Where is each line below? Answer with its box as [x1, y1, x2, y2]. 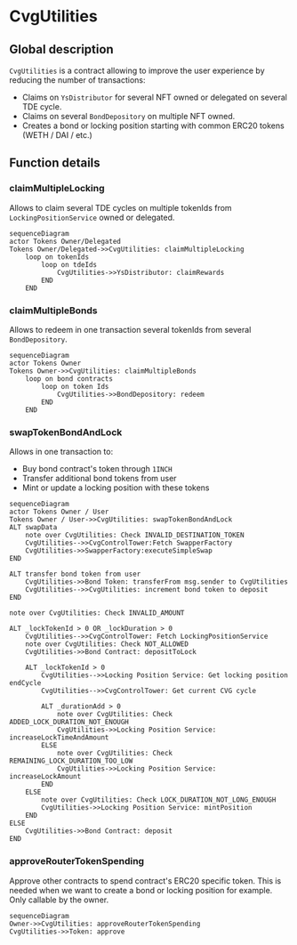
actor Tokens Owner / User [9, 507, 109, 517]
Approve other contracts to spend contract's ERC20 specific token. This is [9, 875, 282, 886]
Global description [9, 42, 114, 57]
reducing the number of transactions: [9, 75, 146, 85]
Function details [9, 156, 100, 171]
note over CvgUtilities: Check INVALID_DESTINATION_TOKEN [25, 531, 245, 540]
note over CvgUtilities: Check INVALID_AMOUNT [9, 609, 185, 618]
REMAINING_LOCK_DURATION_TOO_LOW [9, 756, 133, 766]
